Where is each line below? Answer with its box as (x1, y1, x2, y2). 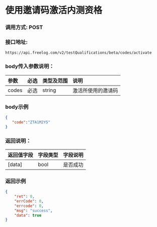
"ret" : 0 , (14, 194, 35, 199)
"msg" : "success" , (14, 208, 53, 213)
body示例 (5, 103, 29, 110)
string (42, 87, 56, 94)
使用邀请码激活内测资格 (5, 5, 103, 16)
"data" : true (14, 212, 42, 218)
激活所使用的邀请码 (72, 87, 118, 94)
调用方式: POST (5, 24, 43, 31)
